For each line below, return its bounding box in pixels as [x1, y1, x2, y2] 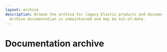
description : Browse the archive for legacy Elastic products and [5, 12, 146, 17]
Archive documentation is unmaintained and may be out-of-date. [9, 16, 146, 21]
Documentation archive [5, 38, 104, 49]
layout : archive [5, 7, 39, 12]
